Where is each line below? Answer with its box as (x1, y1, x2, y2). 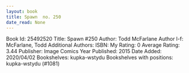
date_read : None (6, 19, 45, 25)
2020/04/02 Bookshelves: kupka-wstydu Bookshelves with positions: (6, 54, 174, 61)
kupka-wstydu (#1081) (6, 60, 60, 67)
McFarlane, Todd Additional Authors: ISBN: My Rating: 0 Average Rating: (6, 41, 180, 48)
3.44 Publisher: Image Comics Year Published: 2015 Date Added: (6, 48, 162, 55)
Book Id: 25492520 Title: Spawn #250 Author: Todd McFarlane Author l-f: (6, 36, 184, 43)
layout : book (6, 8, 38, 15)
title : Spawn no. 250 (6, 14, 61, 20)
